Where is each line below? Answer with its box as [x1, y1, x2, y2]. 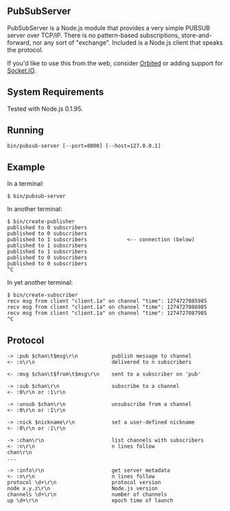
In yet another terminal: [7, 279, 73, 287]
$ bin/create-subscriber [7, 292, 78, 298]
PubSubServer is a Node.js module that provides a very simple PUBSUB [7, 23, 211, 32]
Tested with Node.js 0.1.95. [7, 105, 84, 113]
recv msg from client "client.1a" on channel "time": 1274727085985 [7, 298, 207, 305]
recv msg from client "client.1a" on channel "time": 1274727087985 [7, 309, 207, 317]
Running [7, 124, 45, 136]
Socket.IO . [7, 66, 36, 74]
